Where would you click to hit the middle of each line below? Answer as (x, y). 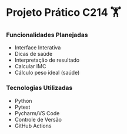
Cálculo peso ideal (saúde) (47, 73)
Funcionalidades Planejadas (47, 35)
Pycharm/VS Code (37, 113)
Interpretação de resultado (47, 60)
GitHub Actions (33, 126)
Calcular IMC (30, 66)
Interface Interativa (38, 48)
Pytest (22, 107)
